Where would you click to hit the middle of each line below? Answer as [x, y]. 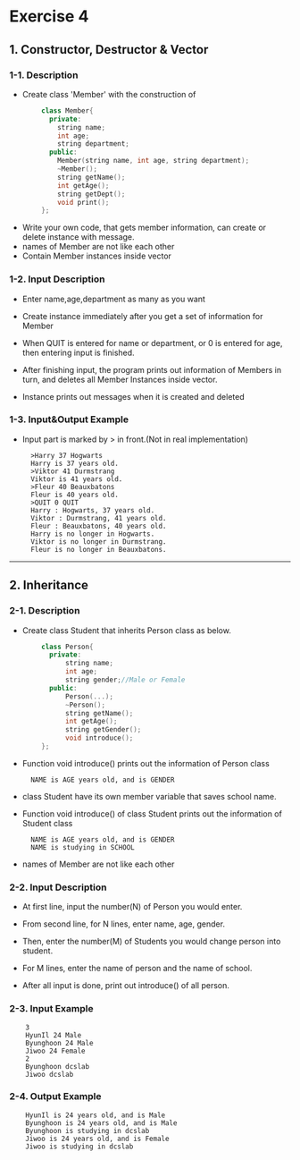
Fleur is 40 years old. [75, 495]
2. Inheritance [49, 585]
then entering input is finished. [79, 352]
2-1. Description [45, 611]
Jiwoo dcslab [50, 1074]
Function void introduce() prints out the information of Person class [146, 763]
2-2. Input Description [58, 887]
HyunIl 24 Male [54, 1035]
